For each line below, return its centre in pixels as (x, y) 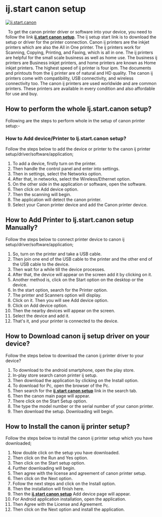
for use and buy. (22, 94)
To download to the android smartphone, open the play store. (74, 370)
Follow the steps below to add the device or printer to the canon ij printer (78, 149)
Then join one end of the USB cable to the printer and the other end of (82, 259)
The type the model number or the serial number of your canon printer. (83, 406)
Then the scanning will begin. (42, 195)
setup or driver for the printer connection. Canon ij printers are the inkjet (77, 42)
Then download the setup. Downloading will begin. (63, 411)
